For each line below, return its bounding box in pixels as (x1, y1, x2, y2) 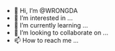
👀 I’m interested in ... (13, 14, 73, 22)
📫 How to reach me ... (13, 37, 79, 44)
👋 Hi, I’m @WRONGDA (13, 7, 78, 14)
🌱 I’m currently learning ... (13, 21, 89, 29)
